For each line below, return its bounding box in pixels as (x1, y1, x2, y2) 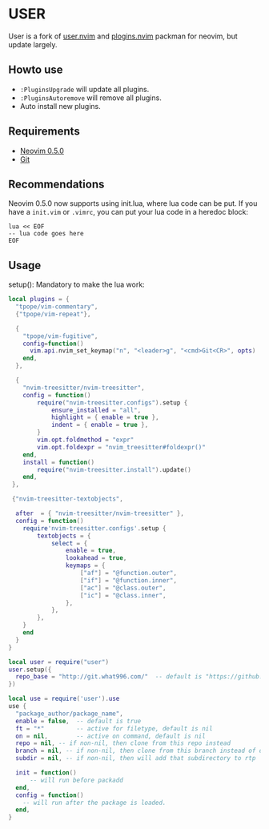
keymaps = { (65, 561, 106, 569)
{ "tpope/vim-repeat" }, (15, 310, 91, 318)
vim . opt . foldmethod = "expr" (37, 436, 134, 445)
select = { (50, 539, 88, 547)
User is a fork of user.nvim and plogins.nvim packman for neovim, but (8, 31, 238, 41)
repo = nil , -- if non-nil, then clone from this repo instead (15, 739, 231, 747)
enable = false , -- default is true (15, 717, 142, 725)
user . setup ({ (8, 666, 52, 674)
